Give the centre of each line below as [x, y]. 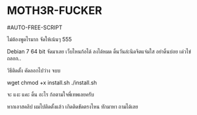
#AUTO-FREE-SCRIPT [35, 27]
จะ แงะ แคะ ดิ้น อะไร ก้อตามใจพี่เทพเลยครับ [51, 94]
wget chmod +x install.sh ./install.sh [52, 82]
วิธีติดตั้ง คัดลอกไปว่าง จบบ [34, 70]
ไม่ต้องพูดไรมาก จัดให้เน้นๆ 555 [39, 39]
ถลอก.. [14, 58]
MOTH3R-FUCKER [55, 11]
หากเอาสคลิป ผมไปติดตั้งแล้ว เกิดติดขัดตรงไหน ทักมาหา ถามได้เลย [73, 106]
